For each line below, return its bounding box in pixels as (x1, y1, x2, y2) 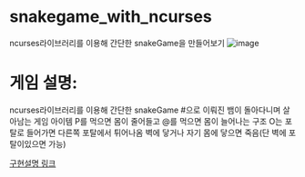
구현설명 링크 (9, 157, 56, 169)
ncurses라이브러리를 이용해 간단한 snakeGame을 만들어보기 (9, 37, 226, 48)
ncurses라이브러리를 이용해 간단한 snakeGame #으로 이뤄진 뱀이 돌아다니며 (9, 104, 281, 115)
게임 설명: (9, 73, 78, 93)
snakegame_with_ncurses (9, 6, 212, 27)
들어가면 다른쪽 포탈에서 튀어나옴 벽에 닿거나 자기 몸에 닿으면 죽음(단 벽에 (25, 127, 287, 138)
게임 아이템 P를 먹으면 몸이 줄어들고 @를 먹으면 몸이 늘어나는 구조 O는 (33, 115, 283, 126)
